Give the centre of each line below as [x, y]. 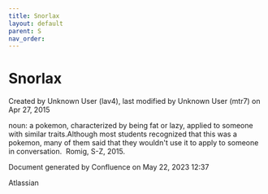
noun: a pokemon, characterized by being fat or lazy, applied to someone [131, 126]
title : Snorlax [34, 16]
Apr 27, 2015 [29, 110]
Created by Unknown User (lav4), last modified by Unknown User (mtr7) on [135, 101]
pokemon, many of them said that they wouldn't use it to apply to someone [134, 143]
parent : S [25, 31]
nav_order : [27, 39]
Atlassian [24, 183]
